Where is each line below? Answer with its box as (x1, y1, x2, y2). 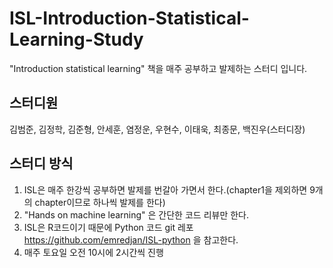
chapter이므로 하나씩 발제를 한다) (34, 196, 166, 208)
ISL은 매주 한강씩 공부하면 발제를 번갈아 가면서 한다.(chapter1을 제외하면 (23, 183, 308, 196)
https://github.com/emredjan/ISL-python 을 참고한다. (23, 233, 239, 246)
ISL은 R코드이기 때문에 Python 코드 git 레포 (23, 221, 194, 233)
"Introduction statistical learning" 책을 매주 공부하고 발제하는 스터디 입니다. (9, 62, 308, 74)
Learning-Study (9, 28, 144, 51)
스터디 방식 (9, 155, 74, 172)
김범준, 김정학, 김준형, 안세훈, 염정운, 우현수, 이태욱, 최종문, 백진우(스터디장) (9, 123, 306, 135)
